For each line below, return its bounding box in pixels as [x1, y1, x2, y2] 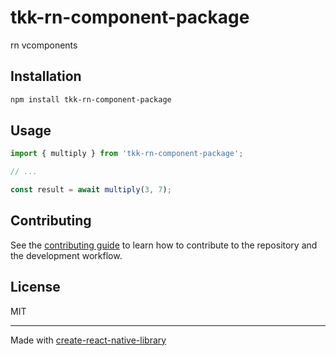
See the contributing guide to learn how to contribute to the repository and [10, 239, 318, 251]
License [10, 279, 61, 296]
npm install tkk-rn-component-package [10, 94, 172, 105]
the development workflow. [10, 249, 123, 261]
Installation [10, 68, 82, 85]
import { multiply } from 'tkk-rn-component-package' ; [10, 149, 244, 159]
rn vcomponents [10, 39, 78, 51]
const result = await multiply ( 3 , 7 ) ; [10, 185, 172, 195]
